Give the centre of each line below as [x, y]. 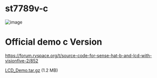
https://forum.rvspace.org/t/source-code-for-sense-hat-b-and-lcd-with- [78, 55]
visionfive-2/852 [22, 61]
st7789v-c [27, 9]
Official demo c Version [54, 42]
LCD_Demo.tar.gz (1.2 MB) [32, 70]
